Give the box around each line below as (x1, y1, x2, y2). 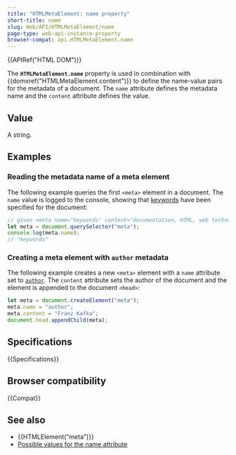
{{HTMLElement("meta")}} (17, 433, 95, 441)
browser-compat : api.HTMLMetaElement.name (7, 37, 133, 44)
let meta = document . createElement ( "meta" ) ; (7, 297, 140, 304)
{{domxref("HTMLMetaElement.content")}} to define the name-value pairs (7, 77, 223, 85)
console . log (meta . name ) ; (7, 230, 80, 237)
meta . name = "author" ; (7, 303, 74, 311)
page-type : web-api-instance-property (7, 29, 121, 37)
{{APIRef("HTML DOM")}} (7, 55, 82, 64)
